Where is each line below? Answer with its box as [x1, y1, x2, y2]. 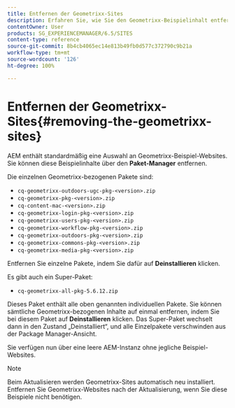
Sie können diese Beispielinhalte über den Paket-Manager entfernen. [7, 159, 208, 167]
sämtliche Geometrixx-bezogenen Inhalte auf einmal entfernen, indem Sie [7, 307, 220, 316]
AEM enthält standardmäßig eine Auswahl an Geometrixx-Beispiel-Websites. [7, 151, 228, 160]
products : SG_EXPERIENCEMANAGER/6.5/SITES [7, 29, 133, 37]
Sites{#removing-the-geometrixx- [7, 113, 212, 129]
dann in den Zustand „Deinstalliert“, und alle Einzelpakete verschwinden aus [7, 322, 226, 330]
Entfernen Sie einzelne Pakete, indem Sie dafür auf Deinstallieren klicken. [7, 259, 220, 267]
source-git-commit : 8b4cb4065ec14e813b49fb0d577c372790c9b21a [7, 43, 192, 50]
